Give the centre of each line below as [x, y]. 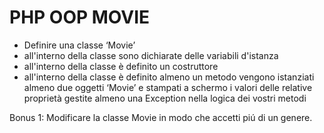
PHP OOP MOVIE [80, 17]
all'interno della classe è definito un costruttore [121, 66]
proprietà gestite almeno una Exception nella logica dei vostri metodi [165, 98]
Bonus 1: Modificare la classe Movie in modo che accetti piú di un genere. [161, 117]
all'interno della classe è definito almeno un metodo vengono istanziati [169, 77]
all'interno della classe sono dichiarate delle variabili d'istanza [151, 55]
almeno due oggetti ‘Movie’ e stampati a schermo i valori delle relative [168, 87]
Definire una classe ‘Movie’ [79, 45]
